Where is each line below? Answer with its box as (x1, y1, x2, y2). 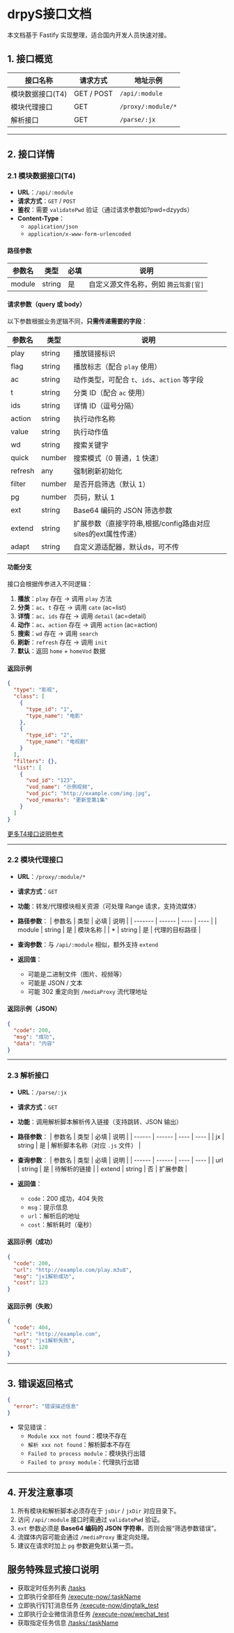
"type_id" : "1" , (25, 705, 73, 713)
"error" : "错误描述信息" (13, 1403, 79, 1410)
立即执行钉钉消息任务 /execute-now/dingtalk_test (17, 1601, 159, 1609)
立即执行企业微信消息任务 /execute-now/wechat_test (17, 1609, 169, 1618)
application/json (27, 224, 79, 231)
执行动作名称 (73, 414, 116, 424)
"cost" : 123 (13, 1280, 49, 1287)
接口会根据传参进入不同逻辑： (7, 580, 93, 588)
